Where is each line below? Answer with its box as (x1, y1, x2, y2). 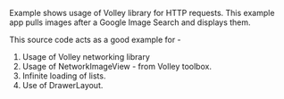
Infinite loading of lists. (21, 70, 106, 81)
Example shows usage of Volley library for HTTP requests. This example (9, 8, 275, 18)
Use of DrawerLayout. (21, 80, 104, 90)
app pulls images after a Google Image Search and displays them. (9, 17, 252, 28)
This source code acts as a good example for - (9, 35, 181, 45)
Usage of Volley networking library (21, 52, 150, 62)
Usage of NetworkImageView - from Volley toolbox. (21, 62, 213, 71)
